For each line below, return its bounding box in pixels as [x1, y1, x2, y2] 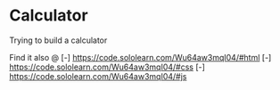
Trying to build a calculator [9, 35, 108, 45]
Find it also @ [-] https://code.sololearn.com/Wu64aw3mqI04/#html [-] [9, 52, 272, 62]
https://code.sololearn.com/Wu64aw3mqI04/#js [9, 70, 187, 81]
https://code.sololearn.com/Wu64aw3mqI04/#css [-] [9, 61, 205, 72]
